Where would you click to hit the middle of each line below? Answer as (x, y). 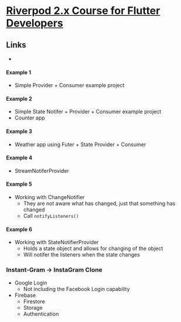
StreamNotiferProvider (42, 170)
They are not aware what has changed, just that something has (99, 204)
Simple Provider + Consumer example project (69, 85)
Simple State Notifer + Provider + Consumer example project (88, 112)
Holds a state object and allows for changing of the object (93, 249)
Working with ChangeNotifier (49, 197)
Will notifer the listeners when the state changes (82, 255)
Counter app (30, 118)
